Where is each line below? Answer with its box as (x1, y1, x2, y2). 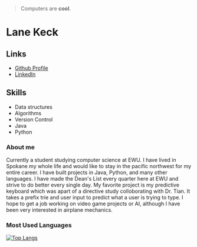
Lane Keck (6, 26, 59, 39)
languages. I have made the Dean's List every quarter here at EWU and (6, 175, 179, 182)
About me (6, 143, 35, 151)
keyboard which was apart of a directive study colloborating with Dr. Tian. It (6, 188, 191, 195)
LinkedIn (14, 71, 36, 78)
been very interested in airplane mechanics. (6, 206, 113, 213)
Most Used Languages (6, 221, 72, 229)
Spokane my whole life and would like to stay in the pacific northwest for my (6, 163, 192, 170)
